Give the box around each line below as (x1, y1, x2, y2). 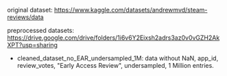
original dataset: (7, 6, 53, 14)
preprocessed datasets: (7, 27, 74, 34)
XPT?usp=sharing (7, 41, 58, 49)
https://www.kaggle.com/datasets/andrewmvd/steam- (53, 6, 208, 14)
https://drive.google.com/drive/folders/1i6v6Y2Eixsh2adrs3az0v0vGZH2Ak (7, 34, 220, 42)
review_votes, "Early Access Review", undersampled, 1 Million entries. (16, 62, 214, 69)
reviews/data (7, 13, 44, 21)
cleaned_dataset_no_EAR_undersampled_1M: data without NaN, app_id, (16, 54, 219, 62)
